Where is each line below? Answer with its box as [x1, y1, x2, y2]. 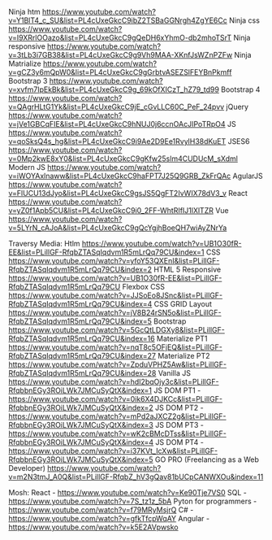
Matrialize [8, 59, 42, 68]
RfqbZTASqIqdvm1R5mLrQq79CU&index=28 [8, 368, 157, 377]
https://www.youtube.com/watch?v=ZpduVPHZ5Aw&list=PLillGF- [8, 359, 227, 369]
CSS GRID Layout [153, 299, 213, 308]
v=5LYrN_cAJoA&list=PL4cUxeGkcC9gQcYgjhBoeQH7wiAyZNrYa [8, 223, 227, 233]
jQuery [226, 102, 249, 111]
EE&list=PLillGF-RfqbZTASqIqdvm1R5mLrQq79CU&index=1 [8, 247, 205, 257]
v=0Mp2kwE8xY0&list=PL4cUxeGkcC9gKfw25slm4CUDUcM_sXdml [8, 154, 238, 163]
